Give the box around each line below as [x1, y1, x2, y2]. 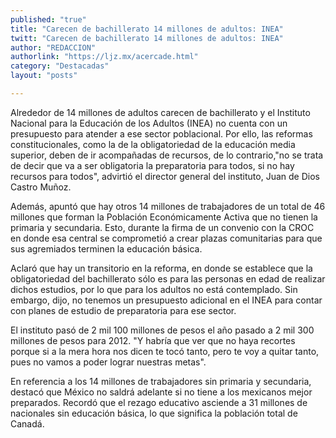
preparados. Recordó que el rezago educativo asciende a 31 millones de [10, 396, 308, 408]
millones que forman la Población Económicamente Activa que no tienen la [10, 211, 318, 223]
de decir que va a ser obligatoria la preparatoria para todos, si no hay [10, 159, 295, 171]
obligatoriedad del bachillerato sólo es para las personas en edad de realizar [10, 272, 326, 285]
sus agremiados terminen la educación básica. [10, 242, 203, 255]
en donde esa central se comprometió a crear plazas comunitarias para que [10, 232, 323, 244]
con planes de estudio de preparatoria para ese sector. [10, 304, 237, 316]
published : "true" [10, 14, 87, 25]
